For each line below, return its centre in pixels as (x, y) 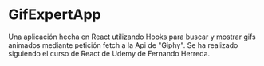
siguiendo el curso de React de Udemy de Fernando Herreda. (109, 53)
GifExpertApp (55, 15)
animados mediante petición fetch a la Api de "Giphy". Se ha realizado (123, 45)
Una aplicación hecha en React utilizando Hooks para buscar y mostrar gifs (132, 37)
